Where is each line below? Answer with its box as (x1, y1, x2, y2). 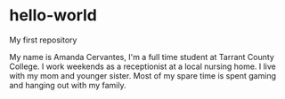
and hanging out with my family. (9, 80, 126, 90)
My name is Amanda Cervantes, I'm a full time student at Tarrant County (9, 51, 274, 62)
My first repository (9, 34, 77, 45)
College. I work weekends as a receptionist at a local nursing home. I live (9, 61, 276, 72)
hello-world (9, 5, 98, 26)
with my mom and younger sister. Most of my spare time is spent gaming (9, 70, 276, 80)
